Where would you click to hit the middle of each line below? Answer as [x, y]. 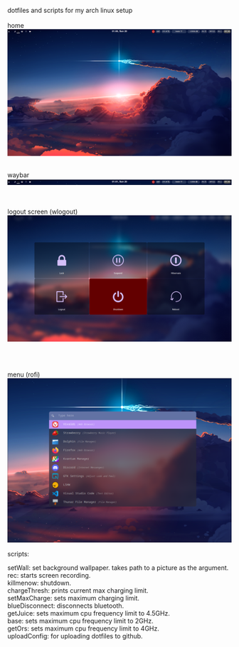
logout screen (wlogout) [43, 211]
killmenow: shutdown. [39, 583]
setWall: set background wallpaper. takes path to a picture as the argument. [118, 568]
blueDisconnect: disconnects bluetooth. [66, 606]
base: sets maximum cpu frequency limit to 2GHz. [81, 621]
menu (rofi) [24, 375]
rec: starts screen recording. [49, 576]
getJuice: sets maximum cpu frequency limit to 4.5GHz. [89, 613]
